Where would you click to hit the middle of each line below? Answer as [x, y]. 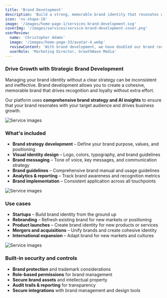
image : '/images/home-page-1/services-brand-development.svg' [71, 24]
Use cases [18, 204]
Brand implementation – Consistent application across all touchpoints [84, 181]
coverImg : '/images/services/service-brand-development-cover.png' [77, 28]
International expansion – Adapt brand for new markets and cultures [83, 236]
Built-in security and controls [41, 258]
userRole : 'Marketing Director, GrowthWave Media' [63, 51]
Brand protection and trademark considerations [61, 269]
